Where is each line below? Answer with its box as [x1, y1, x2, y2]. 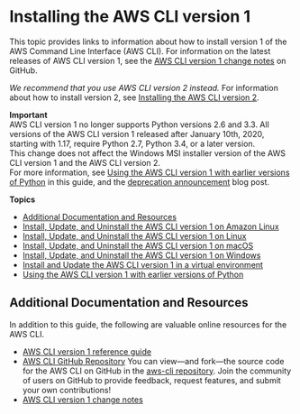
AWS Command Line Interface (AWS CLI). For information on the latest [9, 45, 271, 56]
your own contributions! [22, 384, 112, 395]
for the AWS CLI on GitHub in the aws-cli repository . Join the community [22, 365, 292, 376]
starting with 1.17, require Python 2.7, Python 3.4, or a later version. [9, 138, 256, 149]
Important [9, 109, 48, 120]
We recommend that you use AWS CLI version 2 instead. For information [9, 82, 279, 93]
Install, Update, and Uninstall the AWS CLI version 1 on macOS [22, 240, 254, 251]
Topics [9, 194, 36, 205]
